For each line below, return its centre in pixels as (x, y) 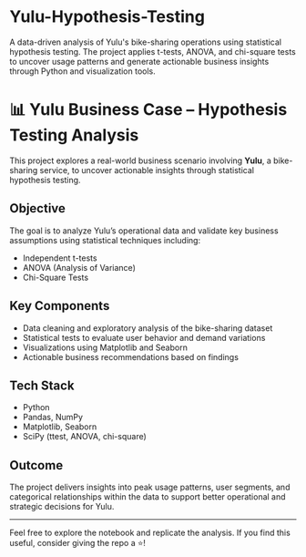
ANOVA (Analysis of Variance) (79, 267)
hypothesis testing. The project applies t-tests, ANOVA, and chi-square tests (153, 51)
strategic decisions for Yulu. (62, 507)
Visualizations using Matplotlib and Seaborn (105, 347)
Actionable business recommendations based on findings (131, 356)
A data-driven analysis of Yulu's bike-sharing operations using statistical (146, 42)
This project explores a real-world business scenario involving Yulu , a (140, 160)
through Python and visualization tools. (83, 71)
